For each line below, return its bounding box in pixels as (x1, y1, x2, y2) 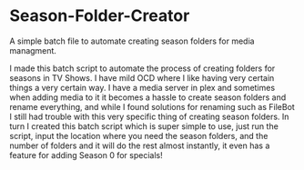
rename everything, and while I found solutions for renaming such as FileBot (9, 101, 296, 112)
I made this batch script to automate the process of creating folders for (9, 63, 276, 74)
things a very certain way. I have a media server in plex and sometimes (9, 82, 276, 93)
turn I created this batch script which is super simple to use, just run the (9, 120, 279, 132)
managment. (9, 45, 57, 55)
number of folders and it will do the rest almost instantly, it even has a (9, 140, 270, 151)
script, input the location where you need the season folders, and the (9, 130, 269, 141)
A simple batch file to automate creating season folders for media (9, 35, 255, 46)
